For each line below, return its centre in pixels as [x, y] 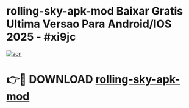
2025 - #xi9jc [41, 37]
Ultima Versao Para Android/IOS [89, 24]
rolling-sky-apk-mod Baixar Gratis [95, 11]
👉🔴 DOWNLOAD [50, 79]
